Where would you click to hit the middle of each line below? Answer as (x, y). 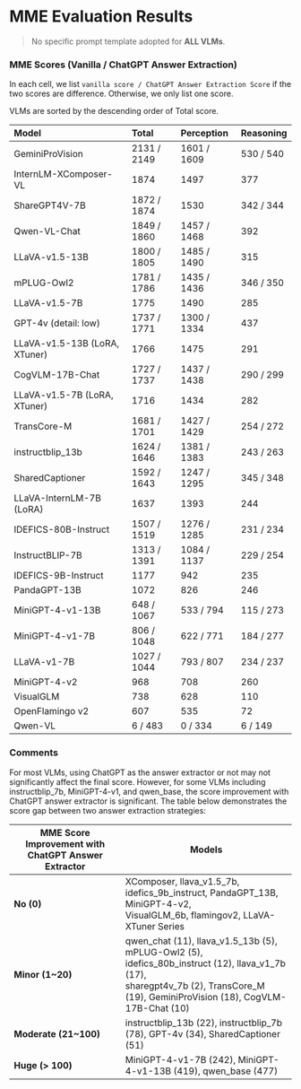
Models (206, 849)
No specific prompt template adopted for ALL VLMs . (128, 41)
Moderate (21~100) (57, 1033)
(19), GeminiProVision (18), (183, 997)
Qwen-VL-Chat (47, 231)
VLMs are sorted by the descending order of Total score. (114, 111)
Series (172, 926)
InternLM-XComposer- (64, 174)
